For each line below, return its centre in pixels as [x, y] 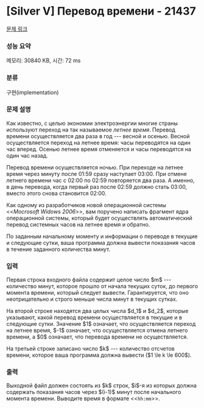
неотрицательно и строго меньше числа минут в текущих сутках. [92, 299]
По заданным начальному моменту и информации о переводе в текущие [102, 236]
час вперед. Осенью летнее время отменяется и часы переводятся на [99, 149]
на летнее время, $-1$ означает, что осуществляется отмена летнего [97, 331]
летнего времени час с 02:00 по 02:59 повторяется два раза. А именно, [100, 180]
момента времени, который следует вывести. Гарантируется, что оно [97, 293]
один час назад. [27, 155]
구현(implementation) [33, 92]
